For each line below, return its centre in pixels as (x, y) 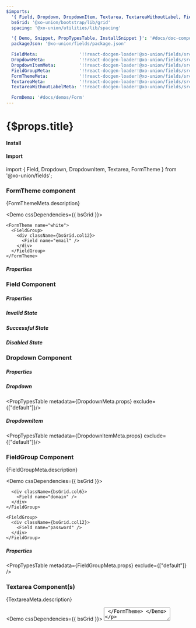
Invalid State (22, 313)
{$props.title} (40, 127)
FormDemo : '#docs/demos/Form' (48, 98)
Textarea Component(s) (41, 586)
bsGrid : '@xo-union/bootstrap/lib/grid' (61, 22)
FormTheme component (41, 191)
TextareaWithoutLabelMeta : (44, 87)
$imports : (18, 11)
